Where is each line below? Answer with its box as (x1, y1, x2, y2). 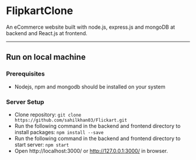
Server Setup (6, 98, 45, 106)
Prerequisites (6, 70, 45, 78)
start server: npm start (14, 141, 69, 148)
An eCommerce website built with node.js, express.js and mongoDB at (6, 23, 175, 30)
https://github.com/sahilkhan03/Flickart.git (14, 117, 127, 123)
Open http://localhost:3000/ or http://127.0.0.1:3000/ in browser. (14, 147, 168, 154)
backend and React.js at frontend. (6, 29, 87, 36)
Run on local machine (6, 52, 86, 62)
